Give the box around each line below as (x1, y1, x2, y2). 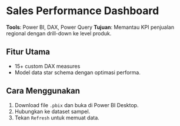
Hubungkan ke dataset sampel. (14, 108, 91, 115)
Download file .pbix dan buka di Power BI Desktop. (14, 101, 139, 108)
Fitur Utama (6, 47, 51, 57)
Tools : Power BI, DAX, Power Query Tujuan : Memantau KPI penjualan (6, 24, 175, 31)
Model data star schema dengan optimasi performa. (14, 69, 141, 76)
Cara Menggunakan (6, 86, 81, 96)
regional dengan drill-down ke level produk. (6, 29, 112, 37)
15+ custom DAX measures (14, 62, 81, 69)
